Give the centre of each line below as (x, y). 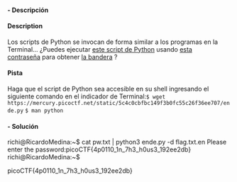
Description (25, 26)
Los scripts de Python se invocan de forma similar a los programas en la (113, 42)
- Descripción (28, 10)
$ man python (44, 110)
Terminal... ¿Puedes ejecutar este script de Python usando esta (100, 49)
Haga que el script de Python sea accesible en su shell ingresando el (108, 89)
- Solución (23, 126)
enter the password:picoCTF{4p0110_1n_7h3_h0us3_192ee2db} (99, 149)
